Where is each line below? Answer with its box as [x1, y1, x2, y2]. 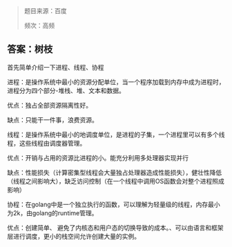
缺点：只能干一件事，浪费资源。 [7, 115, 98, 123]
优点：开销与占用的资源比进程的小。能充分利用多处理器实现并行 [7, 153, 188, 161]
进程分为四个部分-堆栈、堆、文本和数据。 [7, 86, 126, 95]
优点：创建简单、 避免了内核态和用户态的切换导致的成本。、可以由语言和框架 [7, 224, 224, 232]
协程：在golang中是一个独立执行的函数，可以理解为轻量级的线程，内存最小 [7, 200, 221, 208]
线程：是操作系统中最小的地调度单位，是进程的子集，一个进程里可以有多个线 [7, 130, 225, 139]
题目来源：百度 [23, 7, 67, 14]
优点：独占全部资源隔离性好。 [7, 101, 92, 109]
